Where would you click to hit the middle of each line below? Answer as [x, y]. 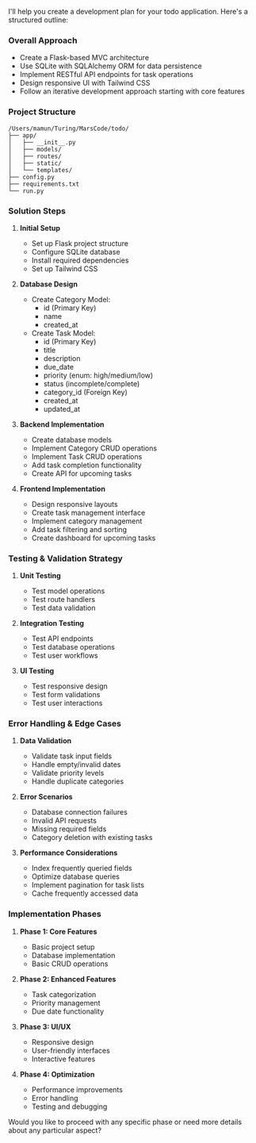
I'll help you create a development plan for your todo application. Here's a [128, 12]
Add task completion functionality [86, 465]
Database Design [48, 284]
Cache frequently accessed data [85, 894]
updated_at [62, 408]
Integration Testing [52, 623]
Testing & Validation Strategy [65, 558]
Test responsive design [70, 686]
